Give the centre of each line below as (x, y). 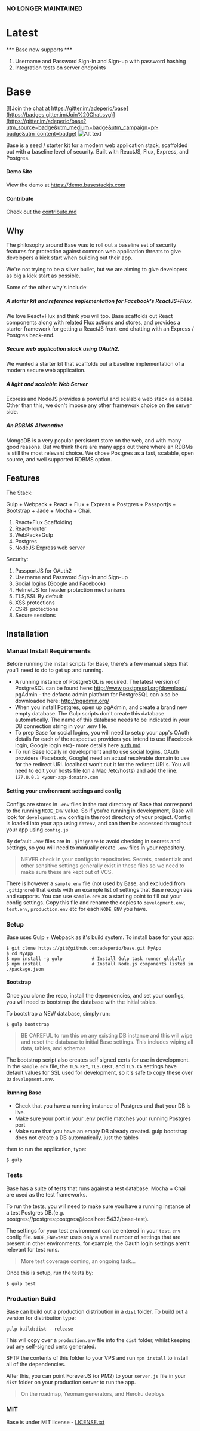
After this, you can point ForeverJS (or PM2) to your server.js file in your (96, 1375)
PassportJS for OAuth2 (43, 571)
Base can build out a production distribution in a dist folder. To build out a (97, 1311)
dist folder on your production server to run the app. (71, 1382)
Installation (27, 634)
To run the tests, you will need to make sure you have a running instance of (99, 1206)
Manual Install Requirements (49, 651)
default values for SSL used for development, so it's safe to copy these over (99, 1073)
